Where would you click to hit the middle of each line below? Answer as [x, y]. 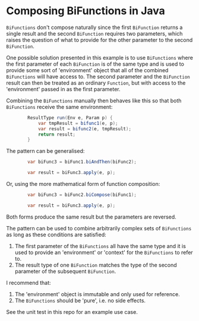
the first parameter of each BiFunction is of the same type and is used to [95, 64]
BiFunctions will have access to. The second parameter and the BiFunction [98, 76]
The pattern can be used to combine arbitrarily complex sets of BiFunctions [99, 228]
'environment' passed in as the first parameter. [63, 89]
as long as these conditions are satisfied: [56, 235]
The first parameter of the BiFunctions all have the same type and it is [100, 246]
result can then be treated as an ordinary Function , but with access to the [96, 83]
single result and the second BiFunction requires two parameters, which [94, 33]
